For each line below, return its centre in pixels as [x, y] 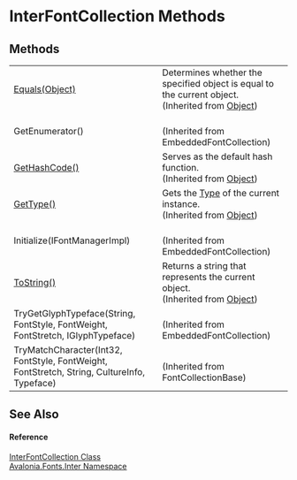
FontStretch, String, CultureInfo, [80, 372]
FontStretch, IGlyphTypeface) [75, 335]
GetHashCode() [46, 168]
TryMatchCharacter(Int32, [68, 350]
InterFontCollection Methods [117, 16]
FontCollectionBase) [204, 377]
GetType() [34, 204]
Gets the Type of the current [221, 193]
